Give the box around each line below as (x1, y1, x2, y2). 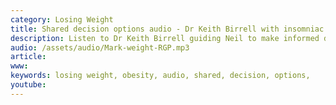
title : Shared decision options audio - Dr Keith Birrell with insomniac (10, 24, 325, 34)
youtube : (10, 80, 47, 90)
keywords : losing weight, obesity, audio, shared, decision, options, (10, 71, 311, 81)
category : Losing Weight (10, 14, 114, 25)
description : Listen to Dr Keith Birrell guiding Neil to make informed (10, 33, 320, 43)
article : (10, 52, 47, 62)
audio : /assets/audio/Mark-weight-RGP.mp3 (10, 42, 190, 53)
